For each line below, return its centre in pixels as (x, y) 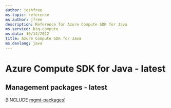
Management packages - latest (56, 88)
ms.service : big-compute (32, 29)
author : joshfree (24, 10)
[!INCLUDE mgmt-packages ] (35, 100)
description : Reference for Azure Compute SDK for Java (66, 24)
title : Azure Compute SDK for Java (43, 39)
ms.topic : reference (27, 15)
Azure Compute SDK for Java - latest (85, 68)
